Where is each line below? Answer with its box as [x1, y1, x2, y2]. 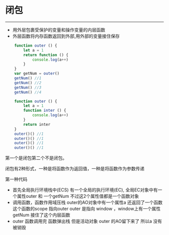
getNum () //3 [14, 85, 42, 90]
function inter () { [23, 108, 66, 113]
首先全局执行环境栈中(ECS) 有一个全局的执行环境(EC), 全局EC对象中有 [12, 187, 158, 193]
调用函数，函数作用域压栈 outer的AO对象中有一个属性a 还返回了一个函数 [12, 199, 162, 205]
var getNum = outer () [14, 71, 59, 76]
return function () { [23, 52, 69, 58]
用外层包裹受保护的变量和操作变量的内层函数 [12, 27, 106, 33]
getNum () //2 [14, 80, 42, 85]
